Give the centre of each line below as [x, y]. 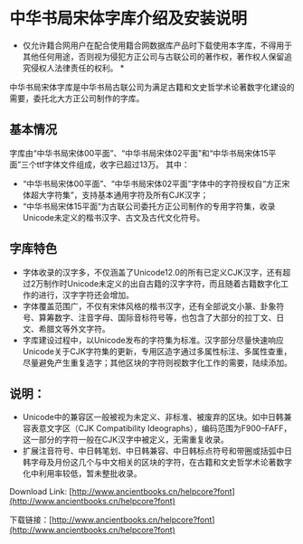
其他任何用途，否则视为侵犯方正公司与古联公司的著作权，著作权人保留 [153, 56]
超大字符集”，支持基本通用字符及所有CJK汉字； [119, 194]
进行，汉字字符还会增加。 [86, 295]
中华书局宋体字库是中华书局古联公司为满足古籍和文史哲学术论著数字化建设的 [152, 87]
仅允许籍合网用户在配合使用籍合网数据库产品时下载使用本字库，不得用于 [157, 45]
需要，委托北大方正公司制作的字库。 [77, 98]
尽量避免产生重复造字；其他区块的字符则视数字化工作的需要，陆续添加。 [157, 362]
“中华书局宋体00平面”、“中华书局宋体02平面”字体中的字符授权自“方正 [152, 183]
